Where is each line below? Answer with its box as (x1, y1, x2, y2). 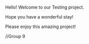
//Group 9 (5, 33, 25, 39)
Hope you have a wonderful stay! (5, 14, 73, 19)
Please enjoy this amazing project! (5, 23, 76, 29)
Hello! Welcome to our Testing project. (5, 4, 84, 10)
